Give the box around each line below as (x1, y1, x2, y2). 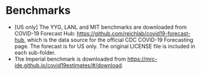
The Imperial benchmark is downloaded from (14, 55, 126, 62)
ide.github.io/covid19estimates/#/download (14, 61, 122, 69)
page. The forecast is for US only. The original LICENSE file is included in (14, 43, 196, 50)
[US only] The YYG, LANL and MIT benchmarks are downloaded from (14, 23, 187, 31)
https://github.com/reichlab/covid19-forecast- (76, 29, 191, 37)
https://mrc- (127, 55, 158, 62)
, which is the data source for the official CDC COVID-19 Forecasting (23, 36, 194, 43)
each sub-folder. (14, 49, 56, 56)
